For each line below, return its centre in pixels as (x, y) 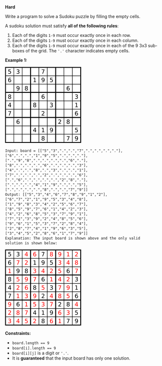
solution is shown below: (31, 243)
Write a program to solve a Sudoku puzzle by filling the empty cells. (73, 16)
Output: (13, 194)
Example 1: (16, 60)
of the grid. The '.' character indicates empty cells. (78, 51)
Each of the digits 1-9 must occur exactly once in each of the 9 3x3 (80, 45)
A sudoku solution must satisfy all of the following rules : (62, 26)
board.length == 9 (31, 343)
